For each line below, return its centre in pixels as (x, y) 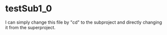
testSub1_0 (29, 9)
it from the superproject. (30, 27)
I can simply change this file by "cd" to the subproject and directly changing (83, 22)
